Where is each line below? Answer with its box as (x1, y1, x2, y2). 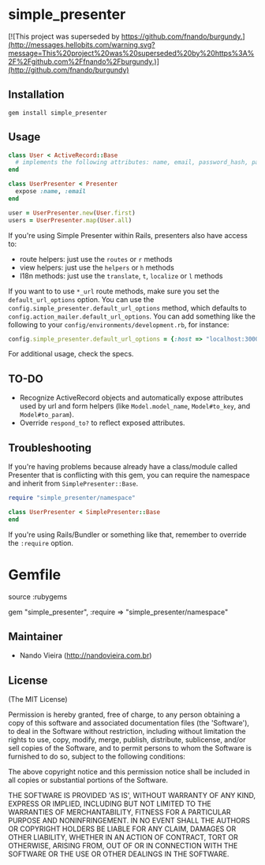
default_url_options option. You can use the (8, 294, 155, 304)
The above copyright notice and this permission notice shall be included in (8, 767, 250, 777)
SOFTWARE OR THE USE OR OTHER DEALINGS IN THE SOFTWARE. (8, 849, 230, 859)
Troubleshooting (8, 441, 92, 454)
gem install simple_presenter (8, 109, 108, 117)
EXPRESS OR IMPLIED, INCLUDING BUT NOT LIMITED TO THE (8, 799, 211, 809)
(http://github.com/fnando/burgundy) (8, 65, 129, 74)
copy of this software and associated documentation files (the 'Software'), (8, 718, 250, 728)
